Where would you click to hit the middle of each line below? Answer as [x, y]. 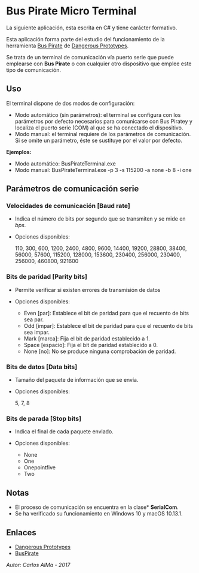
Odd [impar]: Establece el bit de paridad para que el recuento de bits [108, 325]
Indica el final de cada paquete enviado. [64, 432]
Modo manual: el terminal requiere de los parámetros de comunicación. [103, 134]
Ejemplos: [19, 152]
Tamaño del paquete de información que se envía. [76, 380]
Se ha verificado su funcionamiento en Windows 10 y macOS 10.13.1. [99, 514]
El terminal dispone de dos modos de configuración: [71, 103]
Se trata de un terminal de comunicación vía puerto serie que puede [90, 57]
